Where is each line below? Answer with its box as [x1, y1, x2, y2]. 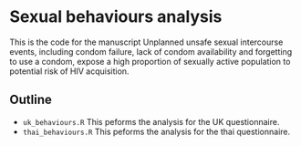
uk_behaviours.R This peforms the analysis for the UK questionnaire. [22, 116, 280, 127]
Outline [9, 92, 52, 108]
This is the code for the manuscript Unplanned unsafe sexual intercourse [9, 36, 284, 47]
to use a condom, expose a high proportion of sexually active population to [9, 56, 291, 67]
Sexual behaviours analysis [9, 6, 223, 27]
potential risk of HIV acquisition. [9, 66, 130, 77]
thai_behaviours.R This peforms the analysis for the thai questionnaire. [22, 126, 291, 137]
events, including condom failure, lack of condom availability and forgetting [9, 46, 293, 57]
